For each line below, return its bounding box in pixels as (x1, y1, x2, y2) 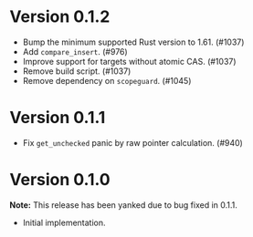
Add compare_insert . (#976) (22, 46, 128, 57)
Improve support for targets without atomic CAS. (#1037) (22, 56, 237, 67)
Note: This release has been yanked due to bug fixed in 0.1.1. (9, 199, 237, 211)
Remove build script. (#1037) (22, 66, 132, 77)
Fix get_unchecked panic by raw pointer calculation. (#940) (22, 137, 244, 148)
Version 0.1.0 (9, 170, 111, 191)
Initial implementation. (22, 217, 107, 228)
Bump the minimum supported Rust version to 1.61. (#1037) (22, 36, 245, 47)
